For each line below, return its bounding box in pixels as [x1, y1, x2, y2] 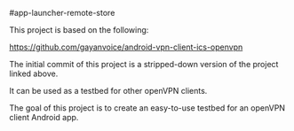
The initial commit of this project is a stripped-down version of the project [9, 59, 279, 69]
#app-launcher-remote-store [9, 8, 115, 18]
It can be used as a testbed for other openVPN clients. [9, 86, 208, 96]
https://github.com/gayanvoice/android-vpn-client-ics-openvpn [9, 42, 243, 52]
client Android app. [9, 112, 79, 122]
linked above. [9, 68, 59, 79]
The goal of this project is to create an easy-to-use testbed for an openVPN [9, 103, 286, 113]
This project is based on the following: [9, 25, 149, 35]
